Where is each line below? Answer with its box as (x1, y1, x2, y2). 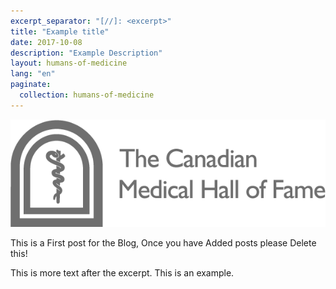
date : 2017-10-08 (10, 37, 83, 47)
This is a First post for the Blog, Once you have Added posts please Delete (10, 236, 317, 249)
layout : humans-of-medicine (10, 58, 128, 69)
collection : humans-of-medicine (19, 90, 155, 100)
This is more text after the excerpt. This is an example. (10, 266, 235, 279)
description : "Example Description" (10, 48, 163, 58)
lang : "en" (10, 69, 56, 79)
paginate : (10, 80, 52, 90)
